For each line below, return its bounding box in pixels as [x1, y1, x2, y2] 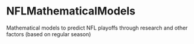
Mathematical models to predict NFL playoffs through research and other [6, 24, 188, 31]
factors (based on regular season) [6, 30, 91, 37]
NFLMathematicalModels [6, 4, 136, 18]
